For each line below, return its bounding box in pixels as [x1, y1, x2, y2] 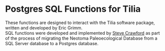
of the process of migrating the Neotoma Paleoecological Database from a [5, 35, 158, 41]
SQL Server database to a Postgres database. [5, 40, 99, 46]
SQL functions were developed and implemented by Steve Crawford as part [5, 30, 160, 36]
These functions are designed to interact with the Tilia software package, [5, 20, 155, 25]
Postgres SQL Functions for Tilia [5, 3, 141, 15]
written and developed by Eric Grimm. [5, 25, 83, 30]
